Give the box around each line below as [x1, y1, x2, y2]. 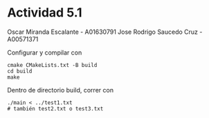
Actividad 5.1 [7, 5, 82, 21]
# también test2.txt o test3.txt [7, 105, 104, 112]
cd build [7, 68, 33, 75]
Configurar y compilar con [7, 48, 82, 57]
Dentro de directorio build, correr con [7, 86, 114, 94]
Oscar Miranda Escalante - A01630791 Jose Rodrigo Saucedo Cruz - [7, 28, 203, 36]
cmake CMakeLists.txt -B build [7, 61, 98, 68]
